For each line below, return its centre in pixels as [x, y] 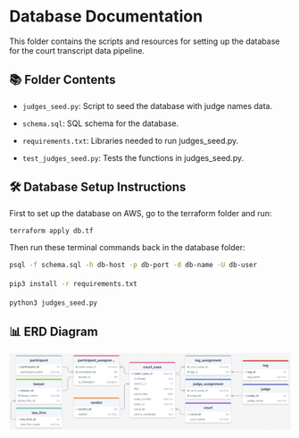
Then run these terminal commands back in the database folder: [127, 248]
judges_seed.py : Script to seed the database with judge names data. [147, 105]
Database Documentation [106, 17]
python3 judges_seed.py [54, 303]
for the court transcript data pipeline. [77, 50]
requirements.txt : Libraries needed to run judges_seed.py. [130, 140]
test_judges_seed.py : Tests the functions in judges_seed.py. [133, 157]
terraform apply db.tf [51, 231]
